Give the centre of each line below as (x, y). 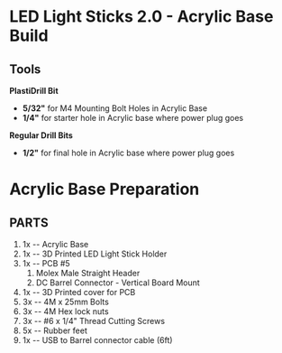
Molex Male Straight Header (88, 273)
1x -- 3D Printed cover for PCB (79, 292)
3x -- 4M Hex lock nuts (66, 311)
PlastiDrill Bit (34, 91)
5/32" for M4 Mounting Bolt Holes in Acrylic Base (115, 108)
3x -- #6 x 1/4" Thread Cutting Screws (93, 321)
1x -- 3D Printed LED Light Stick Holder (95, 254)
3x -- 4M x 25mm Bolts (66, 302)
